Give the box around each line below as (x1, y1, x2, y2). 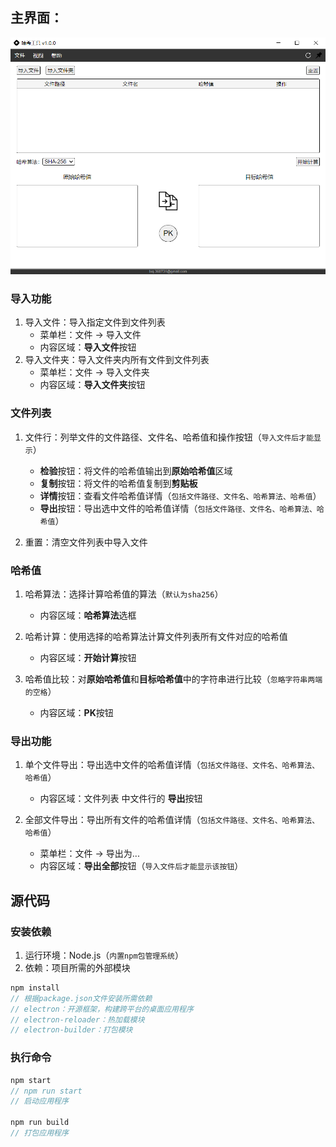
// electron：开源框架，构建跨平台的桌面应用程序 (10, 1004, 194, 1014)
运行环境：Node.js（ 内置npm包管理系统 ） (24, 949, 185, 961)
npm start (10, 1075, 52, 1085)
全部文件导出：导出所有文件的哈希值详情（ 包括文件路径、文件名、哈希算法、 (24, 814, 320, 826)
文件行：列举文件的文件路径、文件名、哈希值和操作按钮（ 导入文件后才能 (24, 431, 315, 443)
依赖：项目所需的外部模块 (24, 961, 131, 973)
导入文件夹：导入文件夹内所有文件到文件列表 (24, 354, 210, 366)
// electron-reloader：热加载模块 (10, 1014, 145, 1025)
